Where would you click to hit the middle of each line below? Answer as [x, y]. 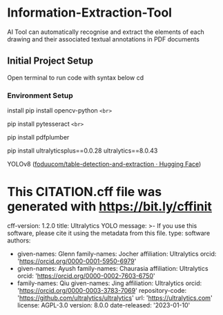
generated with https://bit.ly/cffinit [110, 207]
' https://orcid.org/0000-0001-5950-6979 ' [77, 261]
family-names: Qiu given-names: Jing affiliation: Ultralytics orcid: [109, 283]
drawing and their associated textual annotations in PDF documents [104, 39]
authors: [19, 240]
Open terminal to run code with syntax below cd [75, 77]
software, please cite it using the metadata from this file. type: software [109, 233]
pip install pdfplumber [38, 137]
